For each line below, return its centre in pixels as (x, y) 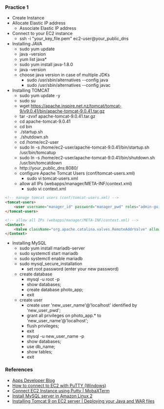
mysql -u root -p (43, 279)
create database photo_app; (55, 290)
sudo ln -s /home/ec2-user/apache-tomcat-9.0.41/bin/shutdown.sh (87, 158)
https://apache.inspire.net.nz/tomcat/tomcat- (76, 106)
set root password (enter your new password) (73, 269)
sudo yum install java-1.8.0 (46, 64)
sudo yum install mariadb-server (52, 248)
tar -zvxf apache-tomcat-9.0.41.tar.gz (57, 117)
